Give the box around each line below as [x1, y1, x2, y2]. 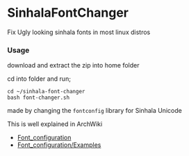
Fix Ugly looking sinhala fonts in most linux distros [7, 28, 151, 36]
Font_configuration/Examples [17, 141, 101, 149]
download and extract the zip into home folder [7, 61, 140, 70]
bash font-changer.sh [7, 94, 70, 102]
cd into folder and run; [7, 75, 72, 83]
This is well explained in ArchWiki [7, 120, 103, 128]
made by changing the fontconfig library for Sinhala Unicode [7, 107, 182, 115]
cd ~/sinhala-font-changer [7, 88, 85, 95]
